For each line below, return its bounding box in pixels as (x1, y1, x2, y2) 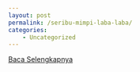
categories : (8, 26, 47, 34)
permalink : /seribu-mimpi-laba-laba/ (8, 19, 133, 27)
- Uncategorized (22, 33, 77, 41)
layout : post (8, 11, 51, 20)
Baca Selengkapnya (8, 55, 74, 64)
